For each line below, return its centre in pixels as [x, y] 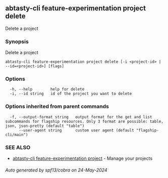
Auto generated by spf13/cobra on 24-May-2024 [56, 170]
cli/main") [17, 135]
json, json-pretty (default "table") [45, 126]
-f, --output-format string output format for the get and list [81, 117]
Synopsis [17, 41]
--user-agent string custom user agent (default [76, 130]
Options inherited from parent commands [57, 107]
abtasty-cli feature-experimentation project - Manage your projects [82, 158]
